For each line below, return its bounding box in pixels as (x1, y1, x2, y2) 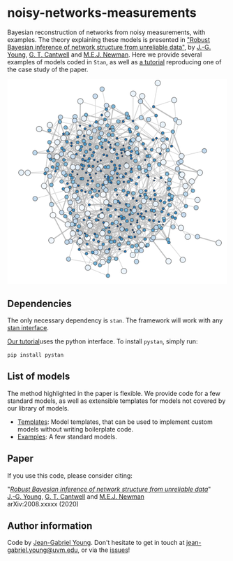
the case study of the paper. (7, 65, 89, 73)
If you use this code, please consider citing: (7, 471, 133, 480)
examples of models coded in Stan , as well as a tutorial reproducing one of (7, 57, 222, 66)
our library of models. (7, 404, 70, 412)
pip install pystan (7, 352, 64, 359)
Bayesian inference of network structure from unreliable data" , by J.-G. (7, 43, 211, 51)
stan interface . (7, 324, 49, 332)
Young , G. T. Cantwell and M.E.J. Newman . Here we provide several (7, 50, 202, 59)
